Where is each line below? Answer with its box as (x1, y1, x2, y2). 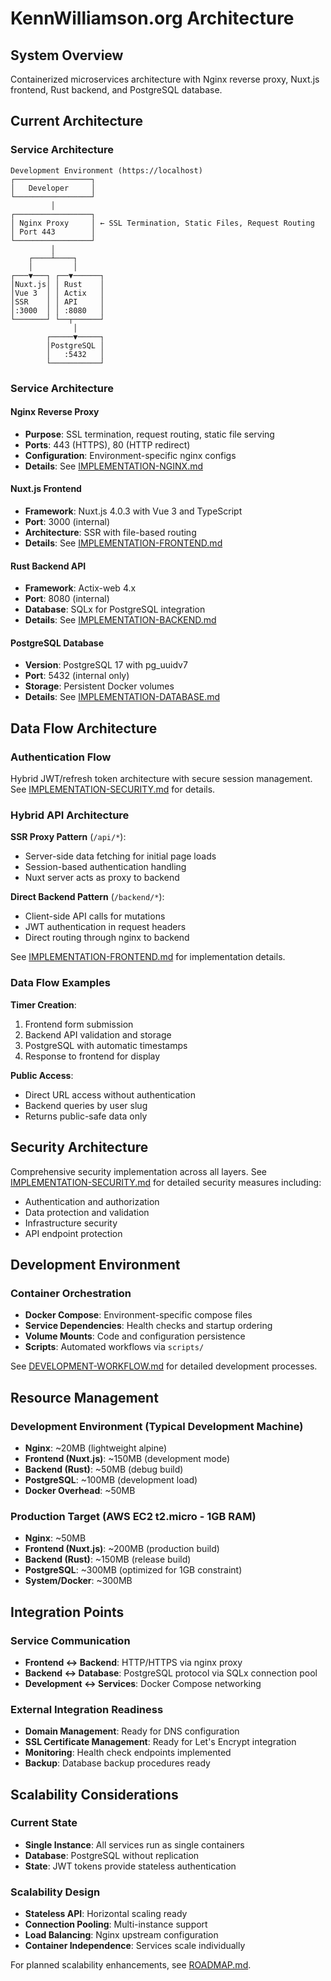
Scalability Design (10, 1885, 101, 1899)
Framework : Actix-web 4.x (24, 582, 137, 594)
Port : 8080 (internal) (24, 593, 110, 605)
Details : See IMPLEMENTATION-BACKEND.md (24, 614, 217, 626)
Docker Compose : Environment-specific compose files (24, 1309, 253, 1321)
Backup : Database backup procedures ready (24, 1757, 211, 1769)
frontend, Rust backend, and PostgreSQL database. (10, 84, 223, 96)
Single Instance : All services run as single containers (24, 1838, 245, 1851)
